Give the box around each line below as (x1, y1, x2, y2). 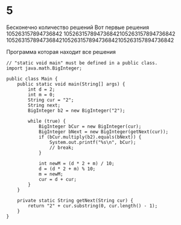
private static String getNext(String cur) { (17, 197, 134, 203)
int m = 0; (28, 91, 56, 97)
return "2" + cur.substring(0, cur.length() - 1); (28, 203, 158, 209)
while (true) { (28, 118, 66, 124)
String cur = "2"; (28, 97, 74, 103)
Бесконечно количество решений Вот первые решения (6, 24, 150, 31)
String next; (28, 102, 61, 108)
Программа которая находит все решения (6, 48, 116, 55)
